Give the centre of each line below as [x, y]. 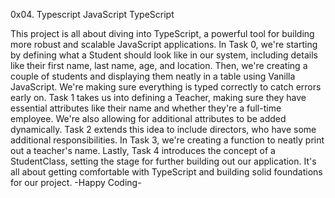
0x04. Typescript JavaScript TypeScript [92, 14]
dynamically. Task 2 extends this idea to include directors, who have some [163, 129]
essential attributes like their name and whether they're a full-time [146, 108]
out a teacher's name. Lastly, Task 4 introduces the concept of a [143, 150]
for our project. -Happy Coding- [76, 182]
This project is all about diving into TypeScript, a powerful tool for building [162, 33]
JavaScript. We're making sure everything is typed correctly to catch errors [166, 87]
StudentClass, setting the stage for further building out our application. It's [163, 161]
